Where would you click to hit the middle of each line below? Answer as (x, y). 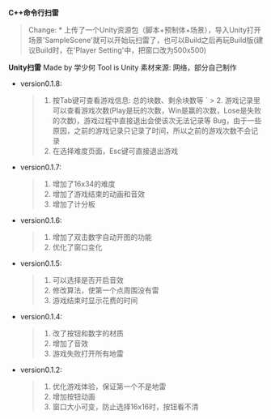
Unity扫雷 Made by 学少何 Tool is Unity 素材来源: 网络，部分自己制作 (123, 67)
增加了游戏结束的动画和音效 (99, 194)
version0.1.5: (41, 263)
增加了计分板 (74, 204)
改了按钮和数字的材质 (88, 333)
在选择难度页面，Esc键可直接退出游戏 (115, 151)
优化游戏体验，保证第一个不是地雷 (109, 387)
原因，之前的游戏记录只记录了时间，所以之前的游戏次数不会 (152, 130)
